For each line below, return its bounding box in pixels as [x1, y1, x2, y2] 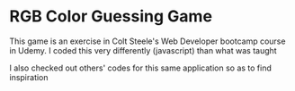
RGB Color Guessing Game [9, 6, 213, 27]
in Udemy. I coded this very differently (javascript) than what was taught [9, 45, 277, 55]
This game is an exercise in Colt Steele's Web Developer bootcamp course [9, 36, 286, 46]
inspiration [9, 71, 49, 82]
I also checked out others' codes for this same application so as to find [9, 62, 273, 73]
